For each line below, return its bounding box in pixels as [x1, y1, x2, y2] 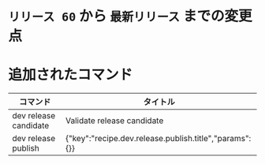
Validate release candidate [65, 115, 164, 126]
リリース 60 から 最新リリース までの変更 [8, 7, 252, 25]
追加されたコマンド [8, 66, 133, 84]
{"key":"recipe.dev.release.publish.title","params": [65, 133, 252, 144]
